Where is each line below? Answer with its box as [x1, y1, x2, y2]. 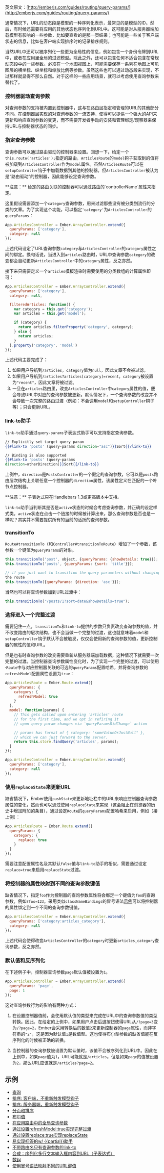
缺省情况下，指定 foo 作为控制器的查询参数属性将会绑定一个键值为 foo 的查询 [5, 892, 155, 898]
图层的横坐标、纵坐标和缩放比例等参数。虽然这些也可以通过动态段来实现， [5, 67, 155, 73]
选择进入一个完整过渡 [5, 611, 55, 618]
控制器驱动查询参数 [5, 93, 50, 100]
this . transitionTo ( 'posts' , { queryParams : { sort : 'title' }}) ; [5, 561, 134, 566]
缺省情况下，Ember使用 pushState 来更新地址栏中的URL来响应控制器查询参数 [5, 795, 158, 801]
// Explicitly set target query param [5, 439, 84, 444]
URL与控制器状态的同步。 [9, 123, 61, 129]
